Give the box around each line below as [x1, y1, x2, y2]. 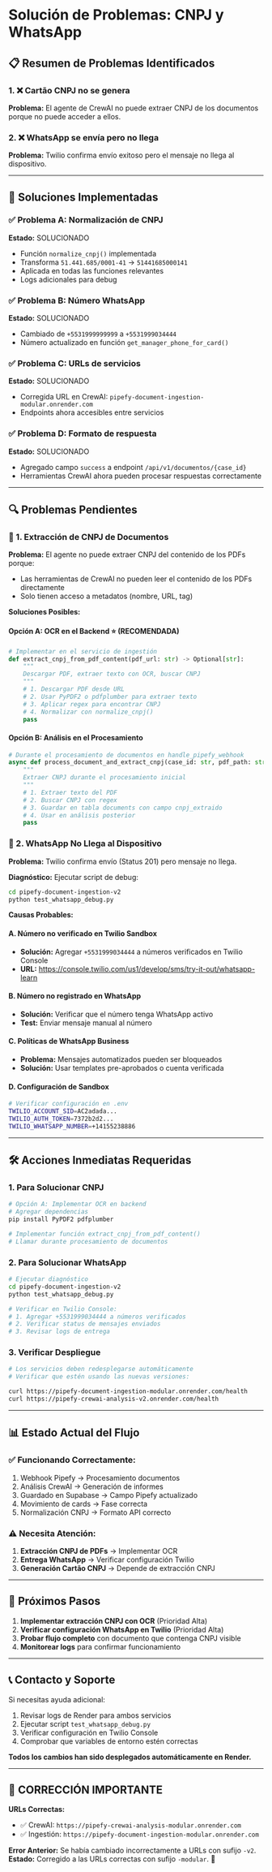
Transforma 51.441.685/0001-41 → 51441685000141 [19, 257, 188, 267]
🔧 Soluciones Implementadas [8, 190, 159, 204]
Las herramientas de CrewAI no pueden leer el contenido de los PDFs [19, 574, 253, 584]
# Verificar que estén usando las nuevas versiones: [8, 1373, 190, 1381]
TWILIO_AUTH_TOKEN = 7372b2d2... [8, 1115, 114, 1123]
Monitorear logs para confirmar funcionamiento [19, 1641, 181, 1651]
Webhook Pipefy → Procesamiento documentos [19, 1473, 181, 1482]
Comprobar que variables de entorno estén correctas [19, 1736, 198, 1746]
